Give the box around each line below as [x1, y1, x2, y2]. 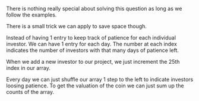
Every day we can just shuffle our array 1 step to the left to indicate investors [6, 76, 194, 83]
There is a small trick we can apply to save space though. [6, 23, 147, 30]
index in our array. [6, 64, 50, 71]
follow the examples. [6, 11, 57, 18]
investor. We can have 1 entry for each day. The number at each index [6, 41, 177, 47]
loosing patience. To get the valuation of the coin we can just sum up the [6, 82, 184, 89]
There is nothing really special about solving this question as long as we [6, 5, 182, 12]
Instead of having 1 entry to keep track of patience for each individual [6, 34, 176, 41]
